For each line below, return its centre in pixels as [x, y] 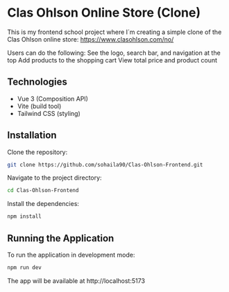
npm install [24, 216]
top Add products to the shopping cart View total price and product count [112, 60]
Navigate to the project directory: [54, 178]
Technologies [37, 82]
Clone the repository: [37, 152]
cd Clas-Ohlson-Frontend [43, 191]
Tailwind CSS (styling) [49, 113]
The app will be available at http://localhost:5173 [76, 281]
